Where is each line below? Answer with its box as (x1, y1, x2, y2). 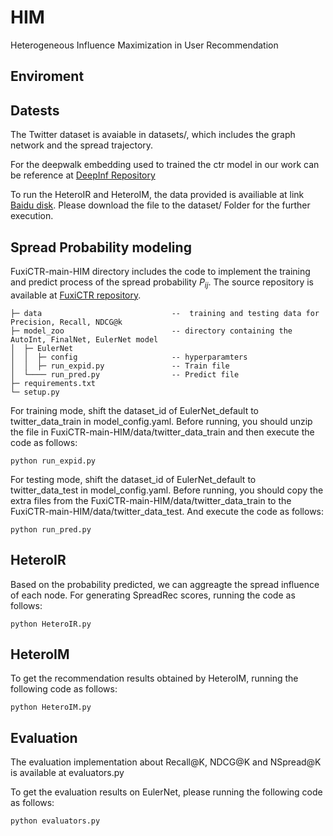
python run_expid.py (10, 456, 97, 466)
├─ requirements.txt (10, 378, 97, 388)
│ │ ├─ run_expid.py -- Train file (10, 361, 230, 371)
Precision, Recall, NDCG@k (10, 317, 123, 327)
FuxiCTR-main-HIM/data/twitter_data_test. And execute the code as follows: (10, 505, 325, 517)
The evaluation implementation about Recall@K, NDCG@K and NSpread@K (10, 756, 322, 768)
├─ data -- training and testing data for (10, 308, 320, 318)
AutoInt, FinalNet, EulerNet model (10, 334, 159, 345)
